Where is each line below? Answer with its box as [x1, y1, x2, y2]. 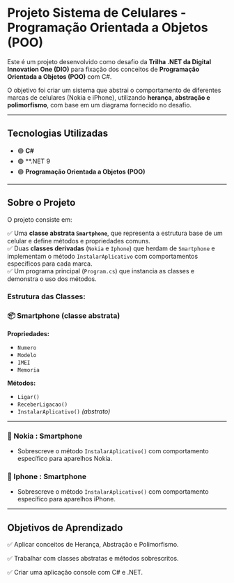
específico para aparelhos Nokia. [17, 455, 113, 463]
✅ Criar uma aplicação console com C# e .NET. [7, 568, 143, 577]
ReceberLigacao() [17, 401, 68, 408]
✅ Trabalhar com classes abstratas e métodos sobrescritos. [7, 554, 179, 563]
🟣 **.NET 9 [17, 157, 51, 165]
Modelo [17, 351, 37, 358]
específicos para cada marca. [7, 259, 93, 268]
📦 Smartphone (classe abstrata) [7, 311, 120, 321]
